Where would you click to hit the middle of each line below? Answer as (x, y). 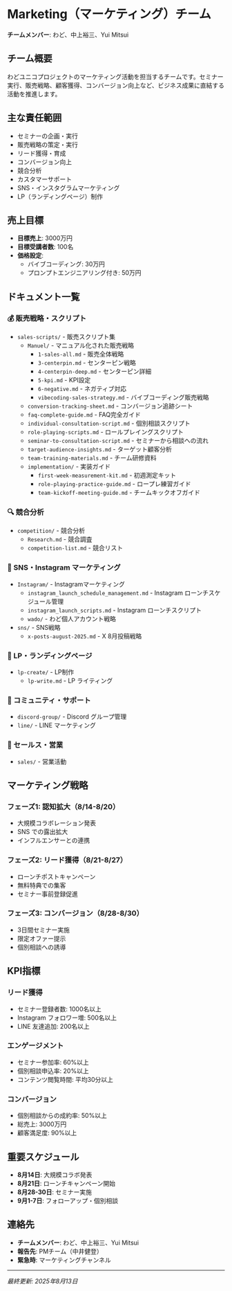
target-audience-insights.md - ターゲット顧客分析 (100, 449)
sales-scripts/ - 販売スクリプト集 (66, 337)
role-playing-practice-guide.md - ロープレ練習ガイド (114, 484)
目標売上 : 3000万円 (45, 238)
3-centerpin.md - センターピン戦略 (87, 363)
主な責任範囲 (35, 118)
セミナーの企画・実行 (47, 136)
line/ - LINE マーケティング (57, 725)
